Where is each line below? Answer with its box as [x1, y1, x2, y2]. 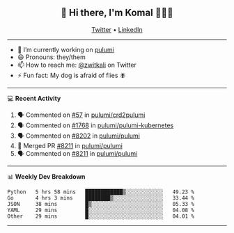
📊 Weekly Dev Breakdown [7, 172, 86, 181]
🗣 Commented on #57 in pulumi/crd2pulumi [17, 111, 146, 119]
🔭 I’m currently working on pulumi [17, 45, 115, 54]
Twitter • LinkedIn [91, 25, 143, 33]
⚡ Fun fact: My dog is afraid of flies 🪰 [17, 71, 127, 79]
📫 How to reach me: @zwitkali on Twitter [17, 61, 137, 69]
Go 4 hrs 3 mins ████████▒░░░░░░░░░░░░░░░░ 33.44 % [7, 194, 195, 202]
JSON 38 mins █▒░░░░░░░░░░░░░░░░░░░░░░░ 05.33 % [7, 200, 195, 207]
